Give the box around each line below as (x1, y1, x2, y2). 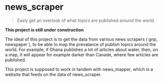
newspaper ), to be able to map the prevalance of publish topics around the (5, 41, 156, 47)
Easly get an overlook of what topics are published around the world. (17, 17, 155, 23)
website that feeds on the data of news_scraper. (5, 71, 102, 77)
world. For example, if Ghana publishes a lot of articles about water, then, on (5, 47, 158, 52)
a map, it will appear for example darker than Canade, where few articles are (5, 51, 159, 57)
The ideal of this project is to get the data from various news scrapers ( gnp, (5, 36, 158, 42)
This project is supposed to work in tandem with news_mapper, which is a (5, 66, 153, 72)
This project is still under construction (5, 27, 84, 33)
